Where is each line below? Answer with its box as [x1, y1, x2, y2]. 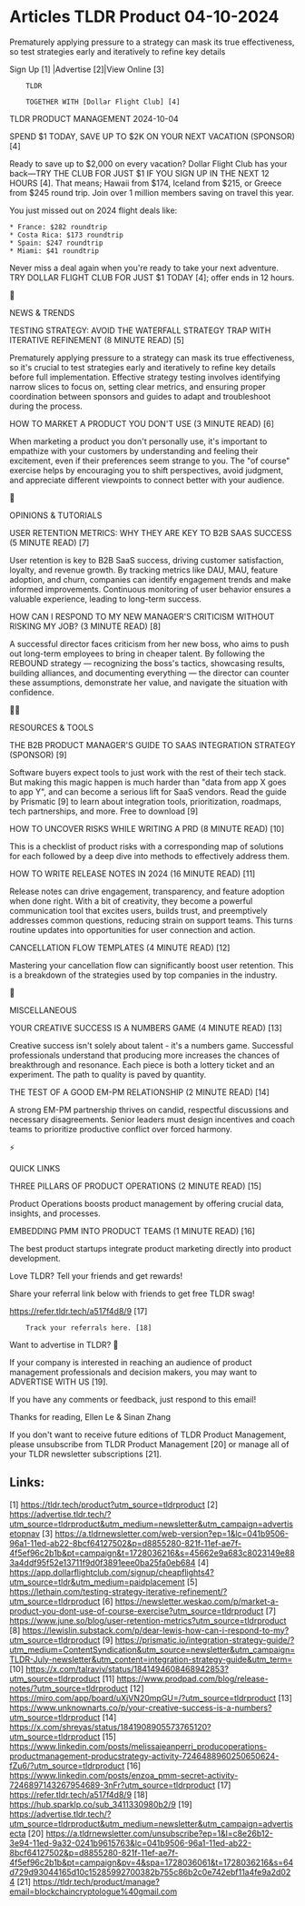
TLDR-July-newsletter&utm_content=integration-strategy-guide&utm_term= [9, 1654, 293, 1665]
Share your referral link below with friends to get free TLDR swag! [9, 1288, 255, 1299]
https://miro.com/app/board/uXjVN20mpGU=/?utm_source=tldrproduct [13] [9, 1692, 292, 1703]
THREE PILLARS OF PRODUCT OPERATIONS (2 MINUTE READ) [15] [9, 1181, 261, 1191]
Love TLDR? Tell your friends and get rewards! [9, 1270, 183, 1281]
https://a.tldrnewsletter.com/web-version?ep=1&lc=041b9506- [54, 1527, 289, 1539]
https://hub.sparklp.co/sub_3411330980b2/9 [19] [9, 1799, 192, 1810]
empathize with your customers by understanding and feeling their [9, 445, 259, 456]
